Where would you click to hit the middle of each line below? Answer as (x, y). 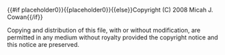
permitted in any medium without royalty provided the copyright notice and (113, 37)
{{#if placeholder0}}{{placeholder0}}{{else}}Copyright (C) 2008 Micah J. (110, 10)
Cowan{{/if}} (25, 17)
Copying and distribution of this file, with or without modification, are (104, 30)
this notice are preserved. (43, 44)
